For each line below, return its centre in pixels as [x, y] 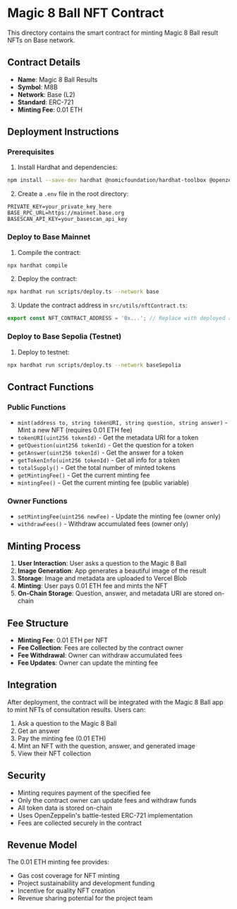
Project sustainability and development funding [86, 884]
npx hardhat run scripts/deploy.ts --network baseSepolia [94, 365]
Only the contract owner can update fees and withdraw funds [107, 800]
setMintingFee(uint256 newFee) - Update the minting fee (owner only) [119, 516]
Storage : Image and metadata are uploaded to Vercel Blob [102, 578]
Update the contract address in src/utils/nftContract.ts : [102, 305]
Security [26, 776]
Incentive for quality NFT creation [66, 891]
